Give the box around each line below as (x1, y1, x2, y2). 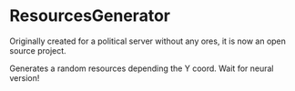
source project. (9, 45, 66, 56)
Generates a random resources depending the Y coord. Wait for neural (9, 63, 274, 74)
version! (9, 72, 40, 83)
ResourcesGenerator (9, 5, 171, 26)
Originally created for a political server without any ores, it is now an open (9, 35, 287, 46)
